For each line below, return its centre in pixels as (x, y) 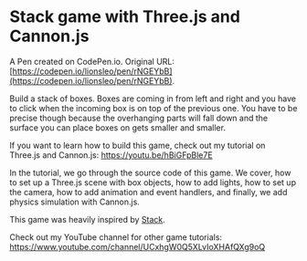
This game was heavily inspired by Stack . (88, 219)
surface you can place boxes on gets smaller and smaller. (118, 127)
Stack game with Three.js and (125, 17)
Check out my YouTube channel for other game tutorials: (116, 237)
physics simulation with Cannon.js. (74, 202)
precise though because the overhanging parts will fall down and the (138, 118)
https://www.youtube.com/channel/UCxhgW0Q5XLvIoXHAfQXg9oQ (138, 246)
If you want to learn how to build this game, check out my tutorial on (138, 145)
